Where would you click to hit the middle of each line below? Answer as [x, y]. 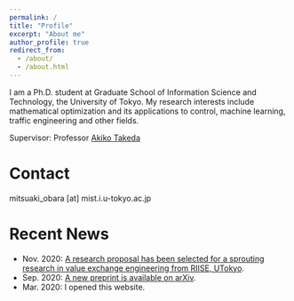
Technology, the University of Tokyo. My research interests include [132, 101]
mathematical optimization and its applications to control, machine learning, [147, 111]
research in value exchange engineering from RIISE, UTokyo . [133, 268]
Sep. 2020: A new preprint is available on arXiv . [109, 277]
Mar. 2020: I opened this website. [83, 287]
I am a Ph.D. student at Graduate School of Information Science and [133, 92]
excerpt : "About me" [48, 34]
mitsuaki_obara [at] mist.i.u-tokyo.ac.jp [80, 198]
